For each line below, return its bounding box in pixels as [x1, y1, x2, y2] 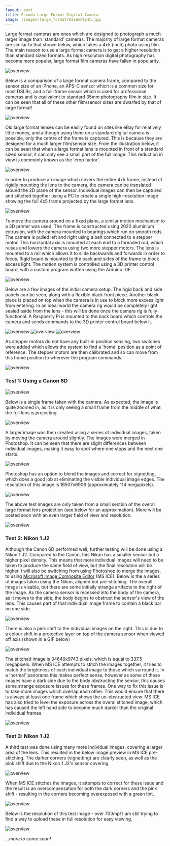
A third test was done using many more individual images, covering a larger [5, 744, 163, 750]
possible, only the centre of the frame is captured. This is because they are [5, 135, 162, 142]
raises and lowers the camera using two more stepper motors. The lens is [5, 245, 159, 251]
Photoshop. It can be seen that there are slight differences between [5, 440, 147, 446]
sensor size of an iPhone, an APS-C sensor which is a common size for [5, 83, 154, 89]
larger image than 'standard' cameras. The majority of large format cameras [5, 36, 164, 42]
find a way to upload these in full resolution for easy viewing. [5, 816, 133, 822]
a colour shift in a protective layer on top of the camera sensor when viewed [5, 631, 165, 637]
